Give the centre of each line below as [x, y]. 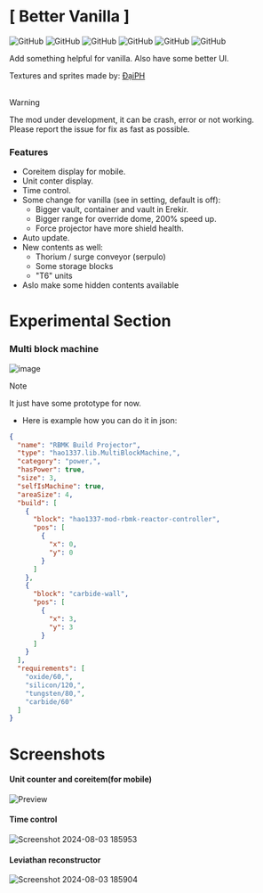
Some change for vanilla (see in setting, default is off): [121, 200]
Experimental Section [90, 321]
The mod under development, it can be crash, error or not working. [132, 119]
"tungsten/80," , [56, 693]
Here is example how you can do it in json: [100, 420]
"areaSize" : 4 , [45, 495]
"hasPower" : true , [52, 470]
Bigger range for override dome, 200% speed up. [126, 219]
